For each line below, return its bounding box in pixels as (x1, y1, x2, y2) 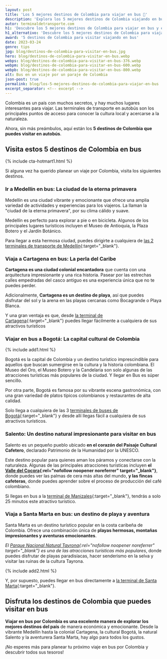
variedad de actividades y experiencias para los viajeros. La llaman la (5, 202, 147, 208)
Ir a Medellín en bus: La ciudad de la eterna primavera (5, 185, 137, 192)
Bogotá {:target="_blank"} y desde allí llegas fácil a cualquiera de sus (5, 413, 146, 419)
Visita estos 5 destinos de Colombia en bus (5, 145, 142, 154)
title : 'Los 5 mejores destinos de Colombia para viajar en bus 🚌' (5, 12, 148, 17)
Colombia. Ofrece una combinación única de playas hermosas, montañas (5, 527, 158, 533)
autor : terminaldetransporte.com (5, 21, 75, 26)
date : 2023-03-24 (5, 40, 41, 45)
